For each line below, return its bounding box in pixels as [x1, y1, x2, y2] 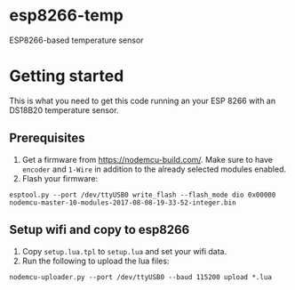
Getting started [9, 66, 124, 86]
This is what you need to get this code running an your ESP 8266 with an [9, 95, 276, 106]
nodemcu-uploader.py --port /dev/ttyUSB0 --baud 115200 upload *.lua [9, 272, 273, 281]
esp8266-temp [9, 5, 124, 26]
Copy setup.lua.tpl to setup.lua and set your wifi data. [21, 246, 227, 256]
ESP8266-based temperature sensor [9, 35, 144, 45]
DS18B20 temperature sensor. [9, 104, 119, 116]
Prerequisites [9, 131, 85, 146]
